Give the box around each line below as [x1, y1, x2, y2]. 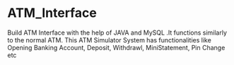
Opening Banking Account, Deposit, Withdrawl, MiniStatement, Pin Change [7, 43, 226, 52]
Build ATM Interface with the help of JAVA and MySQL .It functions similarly [7, 28, 228, 37]
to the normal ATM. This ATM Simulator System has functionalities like [7, 35, 212, 44]
